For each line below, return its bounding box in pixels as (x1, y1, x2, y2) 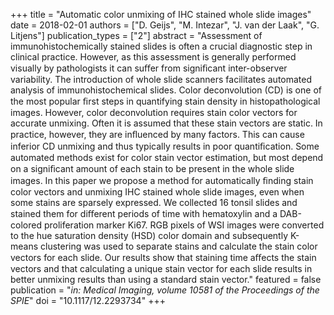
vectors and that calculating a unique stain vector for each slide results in (10, 263, 313, 274)
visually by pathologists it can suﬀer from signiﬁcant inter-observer (10, 62, 288, 74)
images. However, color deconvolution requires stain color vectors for (10, 107, 298, 118)
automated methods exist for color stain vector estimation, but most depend (10, 152, 324, 163)
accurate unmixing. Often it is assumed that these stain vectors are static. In (10, 117, 323, 129)
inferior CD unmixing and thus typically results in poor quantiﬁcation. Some (10, 140, 320, 152)
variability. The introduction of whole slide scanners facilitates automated (10, 74, 313, 85)
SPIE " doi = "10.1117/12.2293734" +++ (10, 295, 166, 306)
